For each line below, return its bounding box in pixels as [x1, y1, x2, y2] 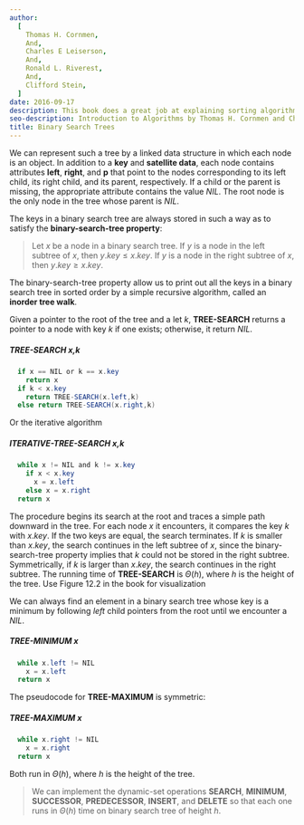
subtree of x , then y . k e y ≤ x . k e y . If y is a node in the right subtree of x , [31, 250, 295, 261]
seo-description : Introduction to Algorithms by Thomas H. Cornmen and [9, 114, 285, 123]
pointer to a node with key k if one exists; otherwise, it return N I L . [9, 323, 253, 334]
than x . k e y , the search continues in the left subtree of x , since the [9, 540, 253, 551]
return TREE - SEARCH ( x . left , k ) [25, 392, 140, 401]
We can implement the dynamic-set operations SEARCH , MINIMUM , [31, 785, 288, 797]
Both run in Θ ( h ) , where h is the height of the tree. [9, 768, 195, 779]
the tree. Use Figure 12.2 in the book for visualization [9, 578, 206, 589]
